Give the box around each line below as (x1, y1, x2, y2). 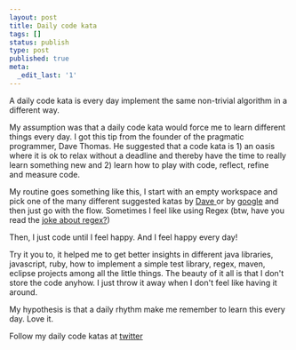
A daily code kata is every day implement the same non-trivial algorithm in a (9, 95, 287, 106)
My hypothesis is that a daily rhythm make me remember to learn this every (9, 304, 286, 314)
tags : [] (9, 29, 42, 38)
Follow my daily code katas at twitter (9, 330, 144, 341)
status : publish (9, 37, 69, 47)
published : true (9, 54, 69, 63)
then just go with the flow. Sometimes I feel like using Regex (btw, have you (9, 205, 284, 216)
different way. (9, 104, 60, 115)
